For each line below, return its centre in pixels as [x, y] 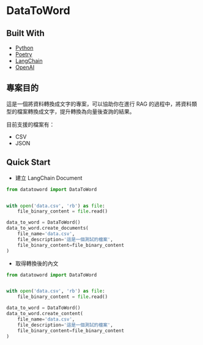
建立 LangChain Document [49, 178]
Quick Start [28, 162]
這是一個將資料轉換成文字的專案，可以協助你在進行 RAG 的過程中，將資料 [99, 104]
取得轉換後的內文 [37, 263]
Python [24, 48]
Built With [25, 33]
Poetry [24, 54]
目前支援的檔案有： [31, 124]
